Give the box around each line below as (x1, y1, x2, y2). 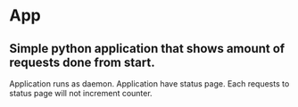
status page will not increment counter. (9, 88, 153, 98)
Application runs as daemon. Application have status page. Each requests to (9, 78, 290, 89)
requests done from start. (9, 54, 155, 70)
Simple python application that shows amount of (9, 41, 286, 56)
